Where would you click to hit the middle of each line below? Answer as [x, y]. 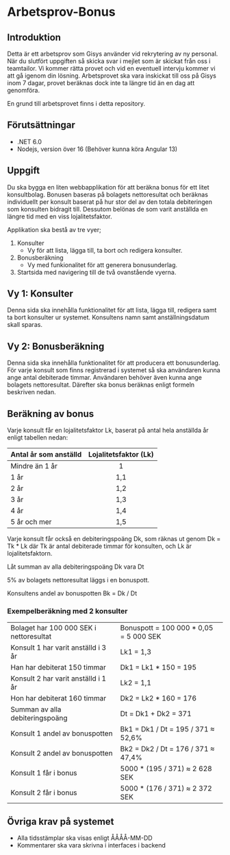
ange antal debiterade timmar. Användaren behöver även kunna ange [105, 378]
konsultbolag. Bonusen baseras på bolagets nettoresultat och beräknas [108, 194]
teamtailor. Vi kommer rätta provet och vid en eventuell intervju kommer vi [111, 68]
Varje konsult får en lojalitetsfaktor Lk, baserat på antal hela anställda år [108, 431]
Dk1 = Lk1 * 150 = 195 [158, 668]
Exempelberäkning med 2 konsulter [67, 611]
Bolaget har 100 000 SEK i [54, 628]
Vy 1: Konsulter [40, 294]
